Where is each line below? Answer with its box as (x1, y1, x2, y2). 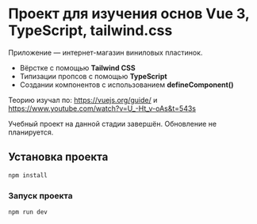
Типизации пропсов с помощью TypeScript (19, 71, 168, 81)
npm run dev (8, 207, 48, 216)
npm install (8, 171, 48, 179)
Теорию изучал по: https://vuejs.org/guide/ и (8, 95, 158, 104)
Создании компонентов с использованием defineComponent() (19, 80, 234, 89)
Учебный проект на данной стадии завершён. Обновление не (8, 119, 217, 128)
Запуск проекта (8, 190, 73, 201)
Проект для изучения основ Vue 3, (8, 5, 250, 23)
